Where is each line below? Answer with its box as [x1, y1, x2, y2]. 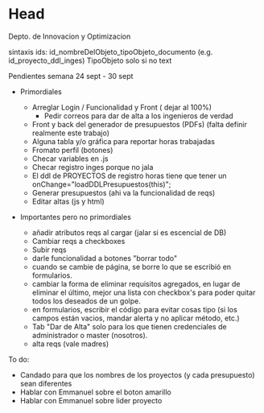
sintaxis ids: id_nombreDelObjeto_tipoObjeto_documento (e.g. [8, 47, 213, 56]
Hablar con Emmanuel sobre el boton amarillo [19, 387, 171, 397]
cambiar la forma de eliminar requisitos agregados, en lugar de [31, 279, 241, 288]
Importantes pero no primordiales [19, 212, 131, 221]
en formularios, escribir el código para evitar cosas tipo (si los [31, 304, 237, 314]
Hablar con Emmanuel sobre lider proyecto [19, 395, 163, 405]
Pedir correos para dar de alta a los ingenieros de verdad [43, 110, 233, 121]
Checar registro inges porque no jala [31, 162, 154, 171]
